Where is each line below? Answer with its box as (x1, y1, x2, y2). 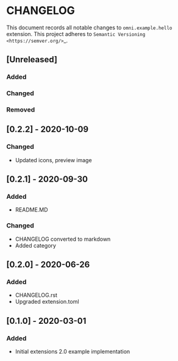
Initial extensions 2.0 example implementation (15, 348, 130, 356)
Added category (15, 241, 57, 249)
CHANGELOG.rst (15, 291, 58, 299)
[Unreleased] (6, 54, 58, 65)
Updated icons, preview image (15, 156, 93, 163)
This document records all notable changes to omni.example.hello (6, 24, 173, 31)
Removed (6, 105, 35, 114)
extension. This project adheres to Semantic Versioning (6, 30, 146, 37)
